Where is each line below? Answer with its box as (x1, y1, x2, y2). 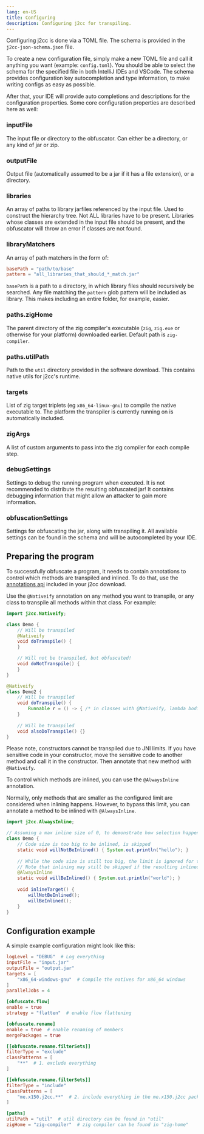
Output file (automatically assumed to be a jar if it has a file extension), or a (6, 170, 194, 177)
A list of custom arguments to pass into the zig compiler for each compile (6, 443, 190, 451)
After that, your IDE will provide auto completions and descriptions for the (6, 92, 190, 100)
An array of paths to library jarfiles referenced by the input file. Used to (6, 206, 184, 213)
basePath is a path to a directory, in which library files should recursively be (6, 282, 194, 289)
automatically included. (6, 415, 65, 422)
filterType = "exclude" (6, 1049, 67, 1055)
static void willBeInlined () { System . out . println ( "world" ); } (17, 875, 181, 882)
